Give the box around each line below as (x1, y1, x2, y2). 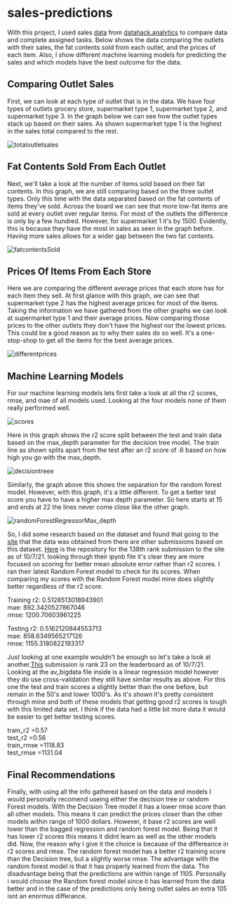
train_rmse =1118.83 (7, 741, 65, 750)
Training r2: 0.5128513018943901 (7, 596, 103, 604)
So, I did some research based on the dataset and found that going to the (7, 530, 219, 538)
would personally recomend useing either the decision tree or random (7, 795, 209, 803)
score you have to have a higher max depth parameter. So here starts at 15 (7, 495, 223, 504)
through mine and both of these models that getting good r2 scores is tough (7, 698, 227, 706)
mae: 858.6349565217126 (7, 632, 83, 640)
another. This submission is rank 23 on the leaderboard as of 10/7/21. (7, 660, 206, 669)
